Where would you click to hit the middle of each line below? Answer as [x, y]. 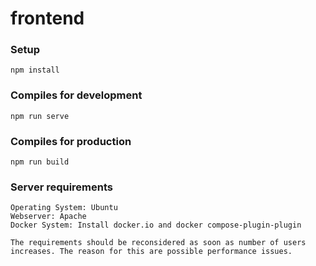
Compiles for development [76, 95]
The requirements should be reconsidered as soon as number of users [158, 243]
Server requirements [62, 187]
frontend [47, 18]
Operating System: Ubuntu [64, 208]
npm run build [40, 162]
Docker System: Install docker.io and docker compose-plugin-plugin [156, 225]
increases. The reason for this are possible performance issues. [151, 252]
